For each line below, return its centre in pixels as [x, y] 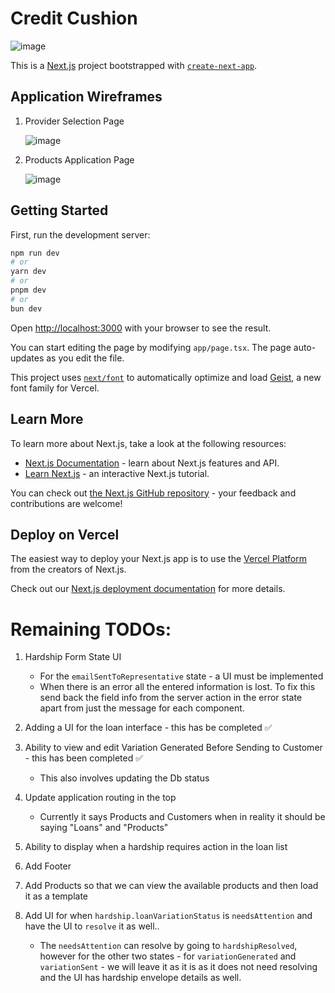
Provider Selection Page [74, 121]
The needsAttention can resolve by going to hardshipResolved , [168, 946]
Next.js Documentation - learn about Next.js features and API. [152, 463]
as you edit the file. [85, 358]
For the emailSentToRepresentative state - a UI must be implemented [181, 676]
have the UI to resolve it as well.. [92, 926]
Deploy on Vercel [65, 534]
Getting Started [59, 210]
